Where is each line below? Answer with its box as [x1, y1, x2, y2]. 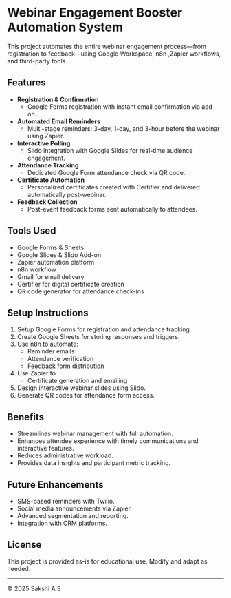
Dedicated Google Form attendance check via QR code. [27, 168, 186, 176]
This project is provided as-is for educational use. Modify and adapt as [7, 557, 208, 566]
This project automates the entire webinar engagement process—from [7, 42, 206, 50]
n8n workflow [16, 265, 56, 274]
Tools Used [7, 225, 56, 237]
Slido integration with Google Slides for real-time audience [27, 146, 194, 154]
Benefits [7, 411, 45, 423]
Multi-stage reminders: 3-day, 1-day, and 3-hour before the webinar [27, 124, 220, 132]
